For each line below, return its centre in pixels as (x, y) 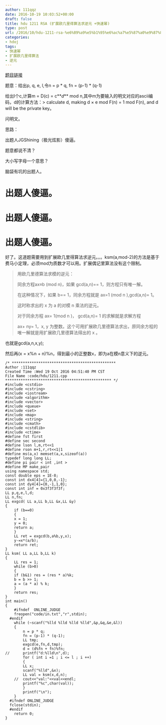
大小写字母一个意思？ (27, 161)
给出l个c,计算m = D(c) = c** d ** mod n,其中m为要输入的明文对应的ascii (77, 96)
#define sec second (25, 441)
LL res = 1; (26, 562)
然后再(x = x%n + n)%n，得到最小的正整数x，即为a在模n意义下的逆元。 (78, 353)
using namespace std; (27, 471)
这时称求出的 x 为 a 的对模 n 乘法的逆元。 (59, 305)
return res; (26, 592)
